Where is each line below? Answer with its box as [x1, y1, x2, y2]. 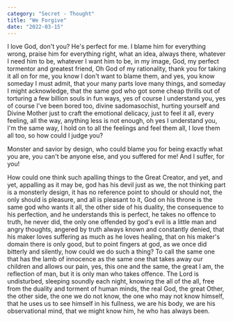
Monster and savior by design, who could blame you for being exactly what [7, 145, 223, 154]
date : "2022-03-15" [7, 23, 64, 30]
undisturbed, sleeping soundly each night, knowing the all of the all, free [7, 277, 214, 286]
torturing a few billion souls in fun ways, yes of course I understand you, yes [7, 94, 226, 103]
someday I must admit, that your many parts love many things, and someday [7, 80, 226, 88]
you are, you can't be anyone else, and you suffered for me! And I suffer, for [7, 152, 225, 161]
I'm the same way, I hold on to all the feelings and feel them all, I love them [7, 124, 220, 133]
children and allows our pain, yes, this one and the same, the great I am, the [7, 263, 225, 271]
